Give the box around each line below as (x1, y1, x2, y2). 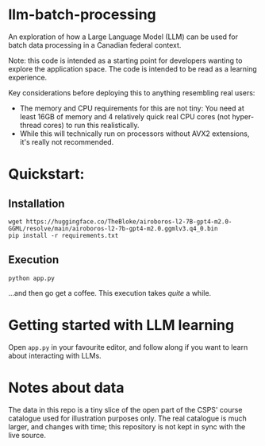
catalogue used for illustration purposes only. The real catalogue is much (8, 413, 248, 423)
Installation (8, 196, 65, 210)
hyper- (232, 111, 255, 121)
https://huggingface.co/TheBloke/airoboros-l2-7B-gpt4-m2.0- (25, 217, 232, 226)
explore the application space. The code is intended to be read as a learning (8, 64, 258, 73)
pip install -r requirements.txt (8, 231, 119, 239)
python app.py (8, 274, 56, 282)
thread (19, 120, 42, 130)
